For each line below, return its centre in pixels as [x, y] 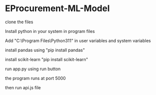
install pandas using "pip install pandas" [45, 50]
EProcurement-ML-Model [57, 8]
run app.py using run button [33, 69]
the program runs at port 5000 [36, 78]
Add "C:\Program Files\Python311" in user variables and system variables [78, 40]
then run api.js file [23, 87]
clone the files [19, 22]
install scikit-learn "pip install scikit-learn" [47, 59]
